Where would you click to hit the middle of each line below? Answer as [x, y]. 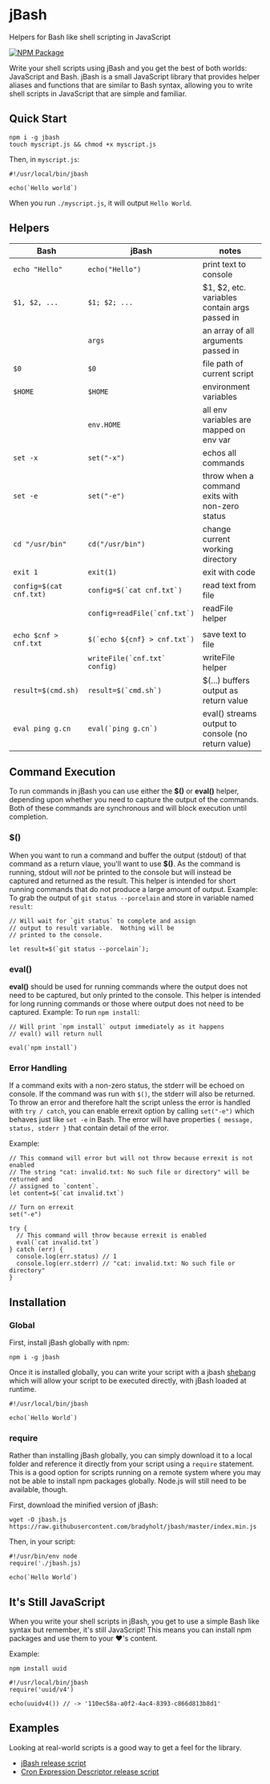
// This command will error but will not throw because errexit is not [131, 1158]
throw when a [228, 476]
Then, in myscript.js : [44, 159]
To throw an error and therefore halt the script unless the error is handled [130, 1103]
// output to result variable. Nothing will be [92, 928]
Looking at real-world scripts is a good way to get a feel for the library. [125, 1747]
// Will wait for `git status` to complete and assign [103, 921]
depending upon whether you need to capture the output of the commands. [134, 800]
